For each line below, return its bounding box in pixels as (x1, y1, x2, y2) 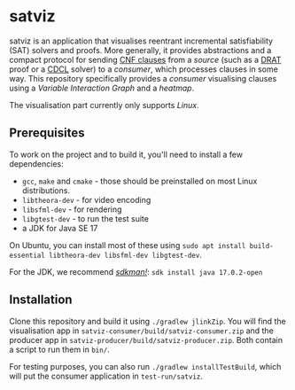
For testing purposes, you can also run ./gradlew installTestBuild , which (9, 361, 282, 371)
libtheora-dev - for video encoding (21, 194, 151, 205)
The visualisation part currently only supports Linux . (9, 99, 199, 110)
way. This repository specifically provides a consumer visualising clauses (9, 73, 277, 83)
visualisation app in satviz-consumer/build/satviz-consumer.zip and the (9, 325, 275, 336)
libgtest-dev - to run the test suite (21, 213, 149, 223)
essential (9, 251, 46, 260)
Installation (9, 292, 73, 308)
